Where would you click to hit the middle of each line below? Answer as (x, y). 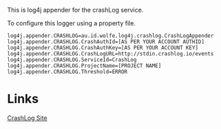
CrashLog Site (27, 118)
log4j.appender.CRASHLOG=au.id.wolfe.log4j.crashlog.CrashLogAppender (110, 36)
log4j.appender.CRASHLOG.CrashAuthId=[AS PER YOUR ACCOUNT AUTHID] (106, 42)
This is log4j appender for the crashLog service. (75, 10)
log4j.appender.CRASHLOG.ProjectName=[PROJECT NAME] (84, 66)
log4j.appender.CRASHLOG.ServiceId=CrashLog (72, 60)
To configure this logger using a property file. (72, 23)
